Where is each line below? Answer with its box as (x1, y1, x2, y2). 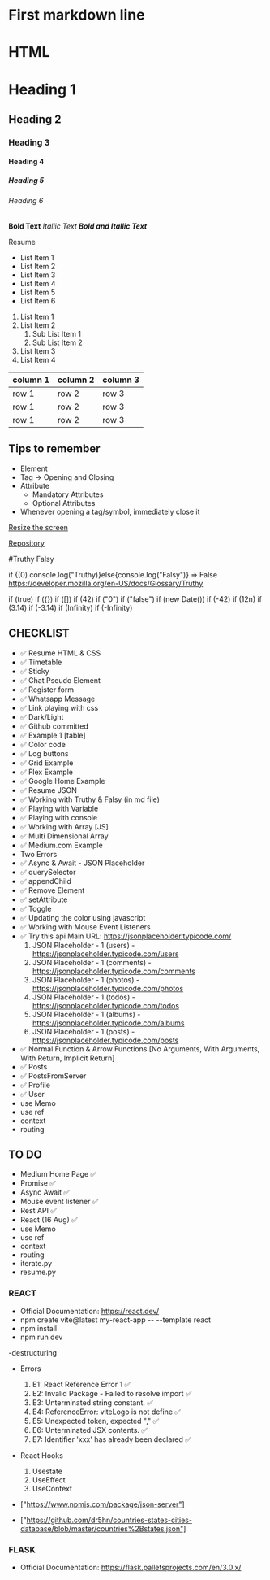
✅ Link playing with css (19, 703, 99, 712)
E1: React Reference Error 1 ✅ (32, 1379, 131, 1389)
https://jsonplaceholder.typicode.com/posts (32, 1035, 179, 1045)
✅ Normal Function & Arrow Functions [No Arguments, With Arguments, (19, 1043, 260, 1054)
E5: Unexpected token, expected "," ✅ (32, 1416, 160, 1425)
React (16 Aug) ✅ (19, 1215, 79, 1225)
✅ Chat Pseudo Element (19, 675, 101, 685)
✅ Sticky (19, 666, 50, 676)
